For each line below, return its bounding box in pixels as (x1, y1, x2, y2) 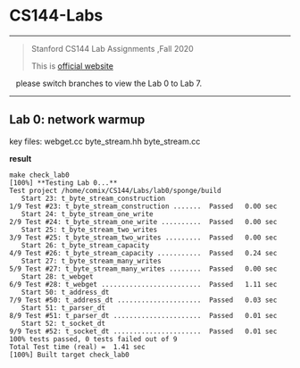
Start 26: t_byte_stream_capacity (21, 240, 150, 250)
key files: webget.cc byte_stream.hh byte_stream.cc (9, 136, 201, 146)
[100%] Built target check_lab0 (9, 350, 129, 359)
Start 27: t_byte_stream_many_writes (21, 256, 162, 265)
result (9, 153, 32, 163)
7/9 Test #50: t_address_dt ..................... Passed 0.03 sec (9, 296, 278, 305)
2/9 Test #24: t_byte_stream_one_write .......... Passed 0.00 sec (9, 217, 278, 226)
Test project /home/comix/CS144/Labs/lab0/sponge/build (9, 186, 221, 195)
